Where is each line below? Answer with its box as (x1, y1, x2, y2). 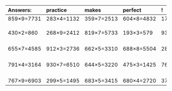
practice (46, 7, 67, 13)
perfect (122, 7, 142, 13)
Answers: (8, 7, 32, 13)
